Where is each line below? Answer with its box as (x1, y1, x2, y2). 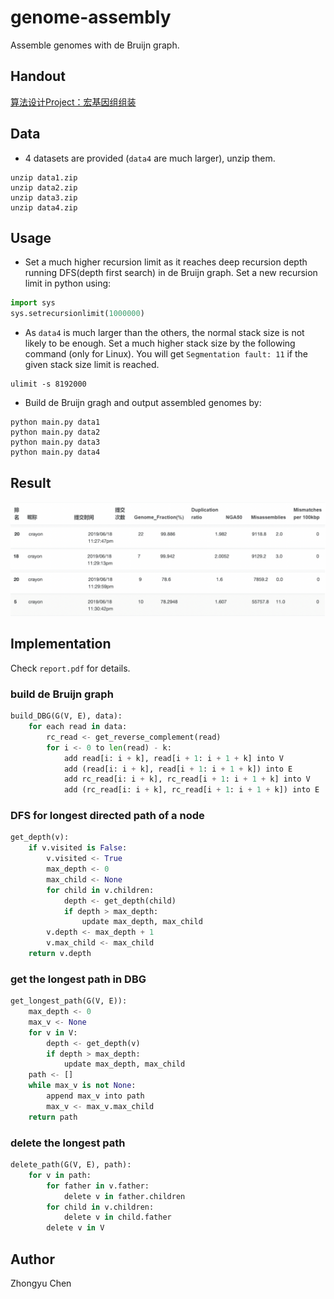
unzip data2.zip (10, 182, 78, 193)
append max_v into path (46, 1091, 145, 1101)
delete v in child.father (63, 1212, 172, 1223)
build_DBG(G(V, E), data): (10, 711, 123, 721)
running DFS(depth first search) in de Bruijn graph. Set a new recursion (24, 267, 318, 279)
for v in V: (28, 1027, 78, 1038)
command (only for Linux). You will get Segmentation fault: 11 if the (24, 348, 309, 360)
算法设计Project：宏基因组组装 (10, 96, 137, 108)
